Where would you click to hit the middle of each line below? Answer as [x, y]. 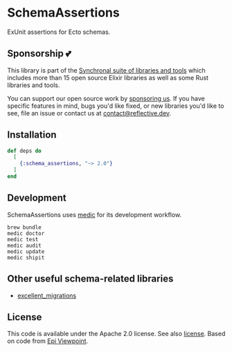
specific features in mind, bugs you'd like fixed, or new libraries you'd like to [116, 106]
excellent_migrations [47, 295]
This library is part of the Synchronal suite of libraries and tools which [106, 70]
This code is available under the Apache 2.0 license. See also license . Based [116, 334]
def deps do [24, 151]
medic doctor [26, 233]
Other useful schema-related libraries [90, 279]
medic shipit [26, 257]
